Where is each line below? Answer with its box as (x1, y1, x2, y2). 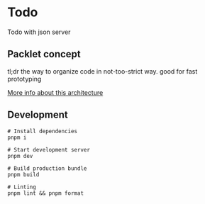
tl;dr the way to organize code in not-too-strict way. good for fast (7, 67, 198, 75)
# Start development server (7, 146, 91, 153)
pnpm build (7, 171, 40, 178)
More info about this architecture (7, 88, 104, 96)
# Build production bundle (7, 164, 87, 172)
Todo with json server (7, 28, 71, 36)
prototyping (7, 74, 42, 83)
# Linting (7, 183, 37, 191)
